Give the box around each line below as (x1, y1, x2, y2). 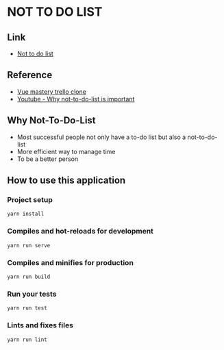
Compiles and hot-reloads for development (7, 227, 154, 236)
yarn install (7, 210, 45, 218)
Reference (7, 69, 53, 81)
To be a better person (16, 155, 79, 163)
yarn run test (7, 305, 48, 312)
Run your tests (7, 289, 57, 299)
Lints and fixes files (7, 321, 74, 330)
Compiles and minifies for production (7, 258, 134, 267)
